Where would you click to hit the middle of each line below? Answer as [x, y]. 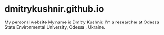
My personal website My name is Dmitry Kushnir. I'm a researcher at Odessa [82, 22]
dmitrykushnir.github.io [54, 9]
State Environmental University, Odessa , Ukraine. [55, 27]
